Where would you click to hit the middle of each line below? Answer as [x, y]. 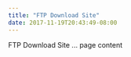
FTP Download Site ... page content [65, 45]
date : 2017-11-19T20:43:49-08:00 [63, 23]
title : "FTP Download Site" [54, 15]
